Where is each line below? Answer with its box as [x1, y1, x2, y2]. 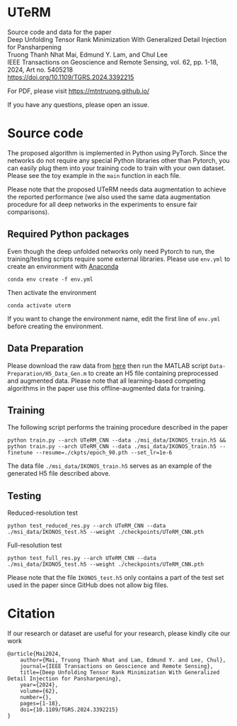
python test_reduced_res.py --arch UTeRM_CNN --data [7, 523, 166, 530]
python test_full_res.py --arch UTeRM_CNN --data [7, 554, 157, 562]
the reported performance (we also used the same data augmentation [7, 192, 211, 201]
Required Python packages [7, 228, 129, 240]
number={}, [20, 694, 52, 701]
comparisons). [7, 207, 50, 216]
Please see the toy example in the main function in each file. [7, 171, 182, 179]
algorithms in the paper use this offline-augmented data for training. [7, 384, 206, 392]
